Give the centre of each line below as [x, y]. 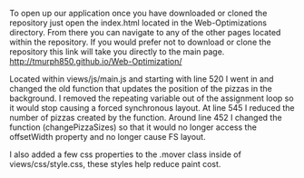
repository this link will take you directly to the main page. [117, 52]
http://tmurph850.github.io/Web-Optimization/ [96, 61]
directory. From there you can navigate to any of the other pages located [145, 32]
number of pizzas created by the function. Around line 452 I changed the [146, 118]
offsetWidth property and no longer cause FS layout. [108, 137]
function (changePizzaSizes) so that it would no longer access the [133, 127]
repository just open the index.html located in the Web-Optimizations [138, 23]
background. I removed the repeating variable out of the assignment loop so [152, 98]
